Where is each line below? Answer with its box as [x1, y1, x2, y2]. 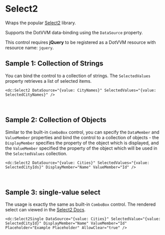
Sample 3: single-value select [5, 188, 101, 197]
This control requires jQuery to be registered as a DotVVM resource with [5, 39, 156, 45]
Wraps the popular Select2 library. [5, 20, 76, 26]
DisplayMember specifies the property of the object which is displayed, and [5, 140, 159, 146]
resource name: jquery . [5, 44, 54, 50]
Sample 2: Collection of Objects [5, 115, 107, 124]
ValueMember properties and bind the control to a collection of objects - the [5, 134, 159, 140]
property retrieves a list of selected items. [5, 78, 92, 84]
